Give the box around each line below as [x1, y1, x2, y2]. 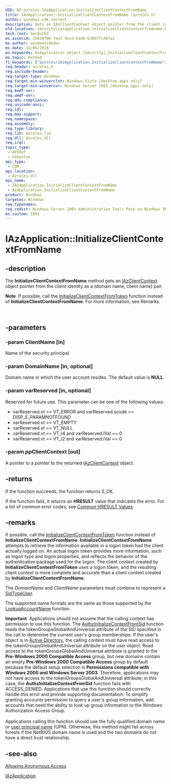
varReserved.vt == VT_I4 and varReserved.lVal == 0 [12, 430, 122, 436]
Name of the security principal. [5, 350, 70, 356]
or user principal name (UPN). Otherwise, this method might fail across [5, 724, 154, 730]
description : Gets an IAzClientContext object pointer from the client [5, 21, 160, 27]
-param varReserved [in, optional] [5, 387, 91, 394]
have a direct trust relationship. [5, 735, 70, 741]
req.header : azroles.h [5, 64, 53, 69]
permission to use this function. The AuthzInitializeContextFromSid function [5, 621, 164, 627]
